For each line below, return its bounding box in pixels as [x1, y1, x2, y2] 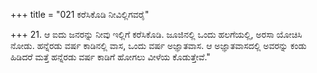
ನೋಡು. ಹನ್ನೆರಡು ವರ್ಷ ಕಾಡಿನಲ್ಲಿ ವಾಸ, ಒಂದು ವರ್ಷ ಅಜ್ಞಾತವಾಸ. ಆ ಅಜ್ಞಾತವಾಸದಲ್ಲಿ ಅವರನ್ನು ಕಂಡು [10, 40, 307, 51]
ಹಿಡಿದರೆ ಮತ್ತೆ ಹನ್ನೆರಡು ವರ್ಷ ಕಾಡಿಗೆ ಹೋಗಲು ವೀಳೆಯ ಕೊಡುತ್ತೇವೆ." [10, 51, 211, 63]
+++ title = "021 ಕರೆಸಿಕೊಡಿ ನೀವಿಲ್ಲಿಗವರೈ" [10, 9, 150, 20]
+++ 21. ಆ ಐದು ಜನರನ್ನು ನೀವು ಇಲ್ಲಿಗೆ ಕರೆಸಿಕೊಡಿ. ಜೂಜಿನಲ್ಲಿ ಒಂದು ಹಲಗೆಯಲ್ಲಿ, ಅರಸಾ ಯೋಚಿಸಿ [10, 29, 303, 40]
